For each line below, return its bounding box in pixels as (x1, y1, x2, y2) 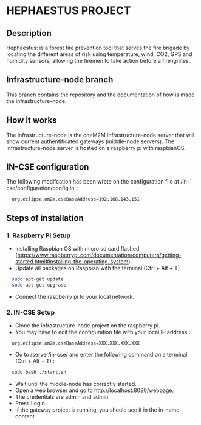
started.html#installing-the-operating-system (15, 258, 129, 265)
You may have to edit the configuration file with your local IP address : (15, 329, 191, 336)
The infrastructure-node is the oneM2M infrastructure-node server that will (6, 131, 195, 138)
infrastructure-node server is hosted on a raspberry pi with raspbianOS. (6, 144, 186, 151)
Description (6, 28, 52, 38)
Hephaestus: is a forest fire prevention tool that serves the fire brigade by (6, 44, 190, 51)
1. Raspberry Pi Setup (6, 231, 71, 240)
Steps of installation (6, 213, 84, 223)
